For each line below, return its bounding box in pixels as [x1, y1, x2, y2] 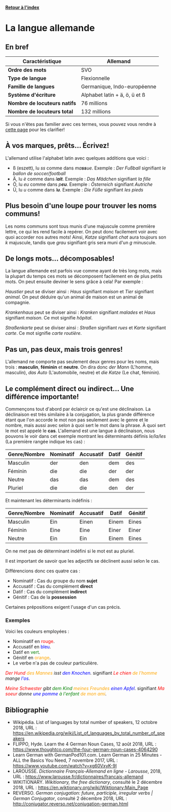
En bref [5, 42, 29, 51]
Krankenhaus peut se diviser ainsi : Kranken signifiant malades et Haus [5, 309, 156, 315]
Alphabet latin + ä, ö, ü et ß [81, 92, 145, 98]
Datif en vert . [12, 649, 41, 655]
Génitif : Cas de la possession [12, 594, 77, 601]
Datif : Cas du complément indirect [12, 589, 87, 595]
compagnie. [5, 300, 31, 306]
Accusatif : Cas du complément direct [12, 583, 93, 589]
